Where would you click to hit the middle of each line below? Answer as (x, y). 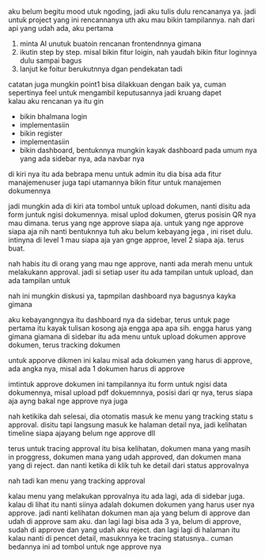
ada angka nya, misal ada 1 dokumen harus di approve (97, 369)
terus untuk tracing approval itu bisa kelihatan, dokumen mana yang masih (129, 448)
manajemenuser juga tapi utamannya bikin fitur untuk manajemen (115, 182)
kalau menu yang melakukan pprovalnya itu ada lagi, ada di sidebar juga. (127, 496)
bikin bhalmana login (53, 117)
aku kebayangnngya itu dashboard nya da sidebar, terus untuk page (119, 320)
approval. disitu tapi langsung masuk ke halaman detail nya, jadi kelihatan (128, 425)
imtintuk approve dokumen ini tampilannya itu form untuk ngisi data (118, 384)
